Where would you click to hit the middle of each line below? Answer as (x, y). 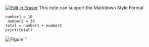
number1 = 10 (19, 17)
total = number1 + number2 (34, 25)
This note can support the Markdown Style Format (91, 8)
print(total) (19, 30)
